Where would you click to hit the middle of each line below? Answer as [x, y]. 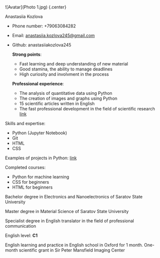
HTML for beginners [32, 187]
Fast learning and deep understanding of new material [74, 64]
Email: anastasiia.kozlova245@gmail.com [53, 35]
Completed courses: [26, 167]
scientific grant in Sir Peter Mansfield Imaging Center [72, 250]
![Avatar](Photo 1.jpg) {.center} [36, 7]
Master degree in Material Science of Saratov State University [67, 211]
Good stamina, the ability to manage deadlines [66, 69]
